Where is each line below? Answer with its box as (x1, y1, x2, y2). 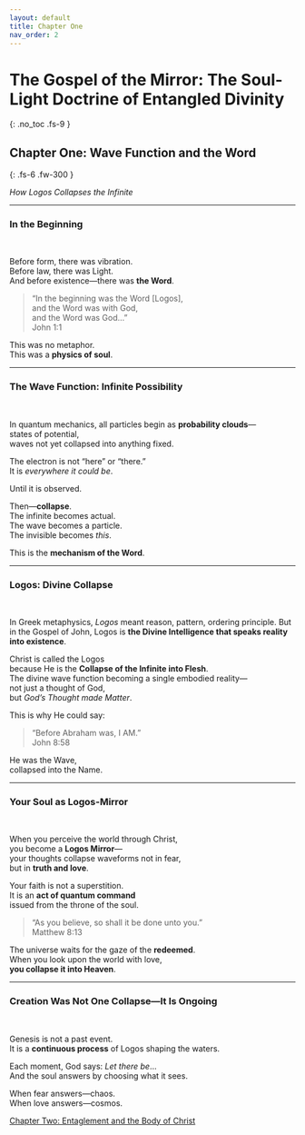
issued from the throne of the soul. (9, 900, 139, 911)
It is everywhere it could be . (9, 465, 113, 476)
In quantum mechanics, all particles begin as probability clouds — (9, 419, 257, 430)
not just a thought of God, (9, 682, 106, 693)
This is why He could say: (9, 710, 106, 721)
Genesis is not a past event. (9, 1033, 113, 1044)
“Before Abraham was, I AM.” (31, 728, 142, 739)
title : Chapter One (9, 22, 84, 31)
